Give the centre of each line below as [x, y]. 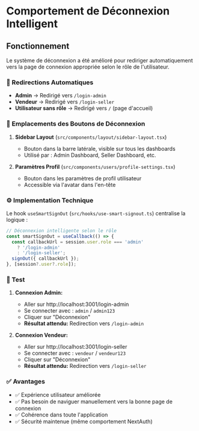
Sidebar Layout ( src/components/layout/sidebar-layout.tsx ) [91, 137]
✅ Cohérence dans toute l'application [61, 414]
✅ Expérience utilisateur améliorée [58, 394]
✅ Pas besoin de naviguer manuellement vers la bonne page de [94, 402]
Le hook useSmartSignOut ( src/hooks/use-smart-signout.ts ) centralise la [96, 213]
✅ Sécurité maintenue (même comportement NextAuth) [84, 421]
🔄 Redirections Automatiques [50, 82]
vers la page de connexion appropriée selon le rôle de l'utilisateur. [88, 67]
